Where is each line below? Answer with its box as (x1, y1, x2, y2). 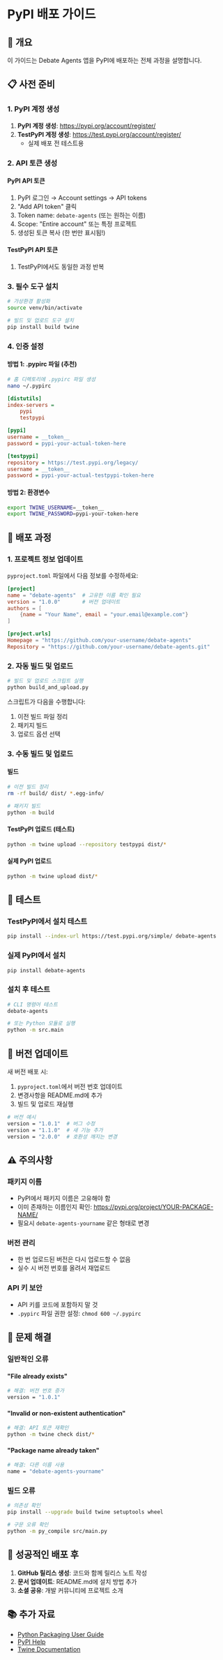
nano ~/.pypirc (7, 382, 52, 390)
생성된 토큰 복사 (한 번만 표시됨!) (17, 228, 106, 237)
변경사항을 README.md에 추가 (17, 1091, 102, 1099)
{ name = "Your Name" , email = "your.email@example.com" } (20, 612, 189, 618)
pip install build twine (7, 323, 79, 330)
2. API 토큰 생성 (7, 158, 58, 168)
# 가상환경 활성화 (7, 298, 51, 305)
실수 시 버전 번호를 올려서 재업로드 (17, 1264, 111, 1273)
